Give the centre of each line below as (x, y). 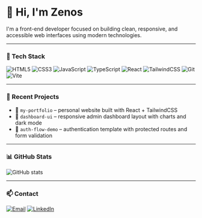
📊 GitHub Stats (29, 157)
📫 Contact (22, 193)
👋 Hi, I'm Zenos (44, 12)
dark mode (28, 123)
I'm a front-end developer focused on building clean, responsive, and (92, 29)
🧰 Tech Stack (26, 56)
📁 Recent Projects (33, 97)
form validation (34, 135)
